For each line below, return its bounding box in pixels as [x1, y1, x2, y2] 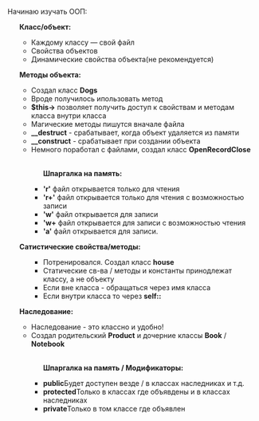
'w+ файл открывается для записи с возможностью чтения [42, 218, 246, 227]
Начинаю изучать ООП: [7, 7, 88, 16]
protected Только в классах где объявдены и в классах [42, 387, 230, 396]
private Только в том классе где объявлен [42, 404, 186, 413]
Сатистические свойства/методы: [18, 242, 141, 251]
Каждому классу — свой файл [30, 37, 135, 47]
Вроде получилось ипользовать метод [30, 94, 163, 103]
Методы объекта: [18, 70, 81, 79]
